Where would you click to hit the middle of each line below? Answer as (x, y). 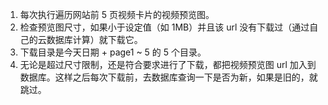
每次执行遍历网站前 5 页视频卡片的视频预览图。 (117, 14)
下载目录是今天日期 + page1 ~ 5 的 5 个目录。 (113, 52)
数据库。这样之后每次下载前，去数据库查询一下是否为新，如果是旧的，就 (168, 77)
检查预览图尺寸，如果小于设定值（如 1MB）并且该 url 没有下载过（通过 (164, 27)
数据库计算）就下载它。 (94, 39)
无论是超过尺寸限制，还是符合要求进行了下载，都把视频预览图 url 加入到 (168, 64)
